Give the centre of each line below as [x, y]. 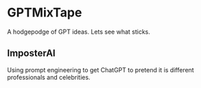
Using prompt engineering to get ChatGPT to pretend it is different [100, 69]
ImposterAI [32, 53]
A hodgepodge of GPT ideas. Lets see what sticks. [79, 32]
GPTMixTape [45, 13]
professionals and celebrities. [49, 77]
